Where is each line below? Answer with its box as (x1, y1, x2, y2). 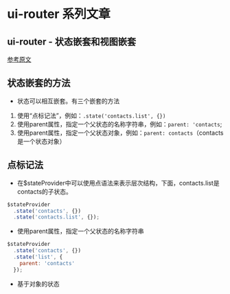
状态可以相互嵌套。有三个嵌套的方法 (16, 97, 120, 105)
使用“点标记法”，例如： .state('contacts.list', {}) (16, 111, 166, 120)
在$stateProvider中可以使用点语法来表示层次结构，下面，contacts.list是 (16, 179, 220, 187)
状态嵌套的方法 (7, 77, 71, 89)
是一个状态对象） (16, 137, 66, 145)
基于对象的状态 (16, 280, 60, 288)
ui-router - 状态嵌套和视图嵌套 (7, 36, 136, 47)
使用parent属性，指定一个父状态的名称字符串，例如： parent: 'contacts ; (16, 120, 222, 128)
